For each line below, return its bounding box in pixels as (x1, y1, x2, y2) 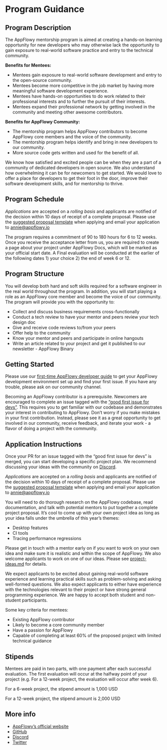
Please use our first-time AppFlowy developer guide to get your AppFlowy (5, 373, 158, 379)
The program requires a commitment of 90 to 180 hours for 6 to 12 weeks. (5, 234, 157, 240)
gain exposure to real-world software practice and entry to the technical (5, 47, 154, 53)
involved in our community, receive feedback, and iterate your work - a (5, 420, 151, 426)
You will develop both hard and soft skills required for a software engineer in (5, 283, 162, 289)
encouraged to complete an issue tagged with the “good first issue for (5, 399, 150, 405)
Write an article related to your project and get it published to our (12, 340, 146, 346)
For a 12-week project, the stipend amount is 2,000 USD (5, 696, 121, 702)
